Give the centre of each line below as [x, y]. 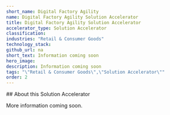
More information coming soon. [44, 106]
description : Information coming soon [54, 66]
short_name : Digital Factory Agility [53, 11]
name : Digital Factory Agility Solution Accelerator [72, 17]
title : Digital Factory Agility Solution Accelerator [74, 22]
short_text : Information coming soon [53, 55]
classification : [26, 34]
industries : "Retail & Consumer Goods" [55, 39]
